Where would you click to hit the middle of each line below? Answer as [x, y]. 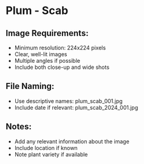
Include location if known [46, 148]
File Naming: [30, 86]
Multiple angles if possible [47, 61]
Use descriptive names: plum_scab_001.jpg [68, 101]
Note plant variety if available [51, 154]
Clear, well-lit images [41, 54]
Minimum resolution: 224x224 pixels [60, 48]
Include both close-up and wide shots [62, 67]
